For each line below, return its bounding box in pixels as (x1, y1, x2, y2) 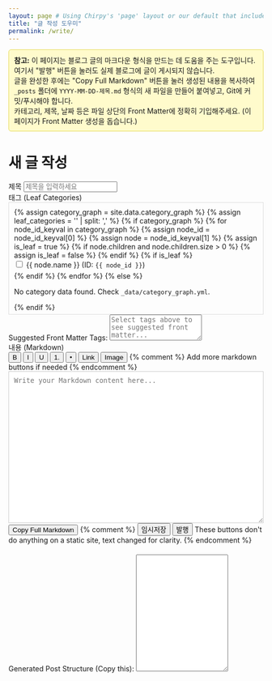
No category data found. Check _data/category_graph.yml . (14, 287, 210, 296)
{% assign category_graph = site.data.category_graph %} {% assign (14, 207, 241, 217)
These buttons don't (194, 525, 262, 534)
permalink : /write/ (8, 27, 74, 35)
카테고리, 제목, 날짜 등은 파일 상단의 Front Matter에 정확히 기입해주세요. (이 (14, 106, 252, 116)
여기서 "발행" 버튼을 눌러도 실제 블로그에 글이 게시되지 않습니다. (14, 66, 215, 75)
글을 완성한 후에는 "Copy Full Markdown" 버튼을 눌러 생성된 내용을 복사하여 (14, 76, 256, 86)
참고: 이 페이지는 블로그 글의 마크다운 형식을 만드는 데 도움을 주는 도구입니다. (14, 56, 257, 66)
